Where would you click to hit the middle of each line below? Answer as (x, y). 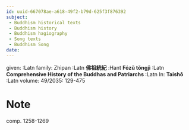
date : (13, 50)
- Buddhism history (33, 28)
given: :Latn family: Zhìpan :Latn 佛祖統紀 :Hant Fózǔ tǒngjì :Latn (85, 67)
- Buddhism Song (29, 45)
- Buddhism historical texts (45, 22)
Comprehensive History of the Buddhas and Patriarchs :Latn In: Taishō (95, 74)
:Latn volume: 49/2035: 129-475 (46, 80)
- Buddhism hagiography (38, 34)
